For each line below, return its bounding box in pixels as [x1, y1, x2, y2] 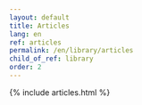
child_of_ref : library [9, 54, 94, 63]
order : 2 [9, 63, 42, 72]
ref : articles [9, 37, 63, 47]
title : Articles [9, 21, 70, 30]
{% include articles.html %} [9, 86, 111, 98]
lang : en [9, 29, 42, 38]
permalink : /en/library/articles [9, 46, 134, 55]
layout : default [9, 12, 70, 22]
